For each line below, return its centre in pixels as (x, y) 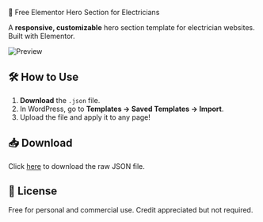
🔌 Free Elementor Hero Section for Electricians (84, 12)
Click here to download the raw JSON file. (76, 166)
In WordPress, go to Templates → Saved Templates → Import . (122, 109)
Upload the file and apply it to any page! (85, 117)
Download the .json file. (60, 100)
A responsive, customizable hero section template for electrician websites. (131, 27)
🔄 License (33, 191)
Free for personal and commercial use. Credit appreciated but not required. (131, 210)
